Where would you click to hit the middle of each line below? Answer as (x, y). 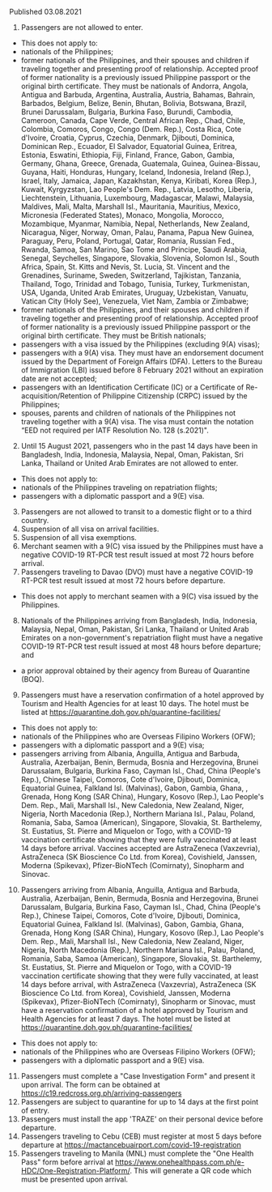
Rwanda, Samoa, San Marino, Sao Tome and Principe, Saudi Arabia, (134, 249)
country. (35, 520)
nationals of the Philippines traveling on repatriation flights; (119, 487)
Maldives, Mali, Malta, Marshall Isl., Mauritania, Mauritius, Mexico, (130, 206)
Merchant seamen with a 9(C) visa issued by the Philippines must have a (142, 546)
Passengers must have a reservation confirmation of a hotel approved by (142, 695)
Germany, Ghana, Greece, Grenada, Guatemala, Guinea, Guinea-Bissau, (140, 164)
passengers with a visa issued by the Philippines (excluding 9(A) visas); (140, 344)
